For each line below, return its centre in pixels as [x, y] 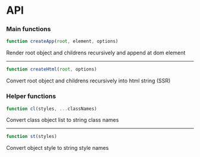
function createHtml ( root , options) [51, 69]
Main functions [29, 29]
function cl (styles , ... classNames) [51, 109]
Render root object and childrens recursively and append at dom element [96, 53]
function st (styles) [32, 137]
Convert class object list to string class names [62, 120]
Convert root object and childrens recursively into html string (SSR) [88, 81]
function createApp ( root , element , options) [62, 41]
